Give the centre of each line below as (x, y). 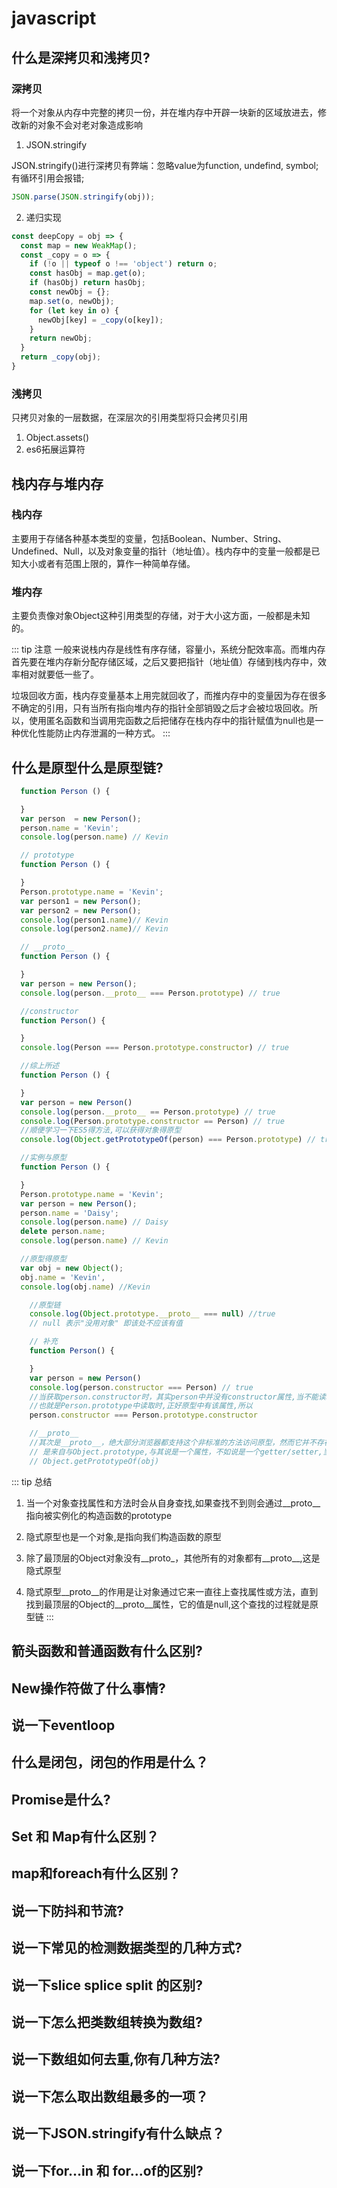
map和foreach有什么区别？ (96, 1873)
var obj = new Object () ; (72, 1268)
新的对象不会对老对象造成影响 (81, 124)
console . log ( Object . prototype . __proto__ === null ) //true (152, 1314)
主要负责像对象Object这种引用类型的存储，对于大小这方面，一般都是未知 (161, 616)
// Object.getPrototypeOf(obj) (94, 1461)
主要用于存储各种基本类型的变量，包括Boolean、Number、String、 (149, 538)
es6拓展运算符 (55, 449)
